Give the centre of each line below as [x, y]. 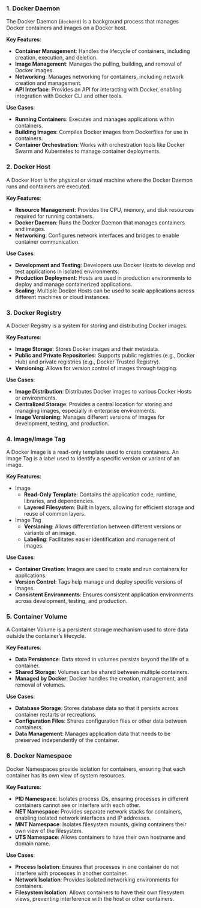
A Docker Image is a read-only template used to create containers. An [92, 452]
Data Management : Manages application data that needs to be [93, 734]
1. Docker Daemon [33, 8]
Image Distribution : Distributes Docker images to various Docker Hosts [103, 391]
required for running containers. [54, 216]
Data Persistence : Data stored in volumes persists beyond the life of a [102, 659]
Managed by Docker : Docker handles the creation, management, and [101, 679]
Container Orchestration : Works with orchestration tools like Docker [100, 145]
